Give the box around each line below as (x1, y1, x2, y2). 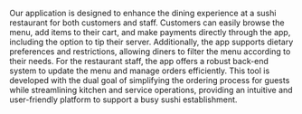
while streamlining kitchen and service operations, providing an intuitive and (9, 85, 293, 95)
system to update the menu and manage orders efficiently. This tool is (9, 65, 270, 76)
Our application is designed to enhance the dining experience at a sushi (9, 8, 277, 18)
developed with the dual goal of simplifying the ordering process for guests (9, 75, 290, 85)
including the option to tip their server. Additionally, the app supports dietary (9, 36, 294, 47)
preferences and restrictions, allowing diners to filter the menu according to (9, 46, 291, 57)
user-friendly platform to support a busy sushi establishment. (9, 94, 238, 105)
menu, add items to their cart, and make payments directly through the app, (9, 27, 291, 37)
